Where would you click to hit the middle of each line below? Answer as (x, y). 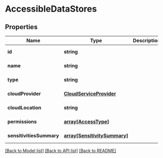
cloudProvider (24, 94)
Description (147, 41)
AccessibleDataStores (51, 9)
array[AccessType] (86, 122)
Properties (21, 27)
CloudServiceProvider (90, 94)
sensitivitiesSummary (33, 136)
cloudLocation (24, 108)
